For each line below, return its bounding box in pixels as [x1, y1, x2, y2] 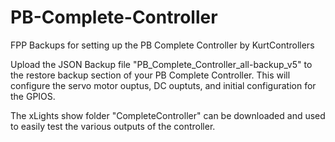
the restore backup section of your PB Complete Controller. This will [10, 69, 291, 81]
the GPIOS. [10, 90, 56, 102]
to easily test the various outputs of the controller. [10, 120, 216, 132]
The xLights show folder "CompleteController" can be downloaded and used [10, 109, 326, 121]
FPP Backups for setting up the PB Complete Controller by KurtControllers [10, 39, 315, 51]
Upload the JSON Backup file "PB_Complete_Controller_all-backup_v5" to [10, 58, 313, 70]
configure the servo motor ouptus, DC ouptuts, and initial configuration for [10, 79, 317, 91]
